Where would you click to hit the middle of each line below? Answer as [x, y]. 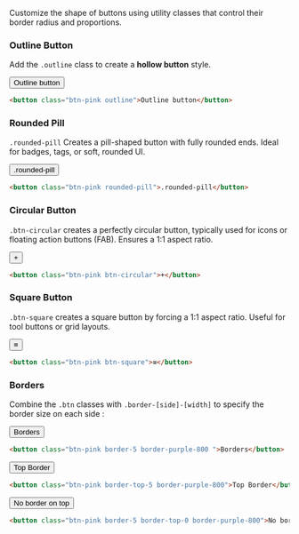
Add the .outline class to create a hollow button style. [110, 65]
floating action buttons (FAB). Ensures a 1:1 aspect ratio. [111, 239]
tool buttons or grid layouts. [60, 326]
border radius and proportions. [65, 22]
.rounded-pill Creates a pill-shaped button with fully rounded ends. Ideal [144, 142]
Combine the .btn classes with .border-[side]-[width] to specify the [137, 404]
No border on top [42, 502]
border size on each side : [57, 413]
